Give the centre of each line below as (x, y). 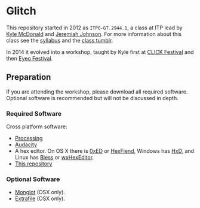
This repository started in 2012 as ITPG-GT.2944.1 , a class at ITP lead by (95, 28)
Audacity (26, 144)
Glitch (21, 11)
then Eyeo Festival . (30, 58)
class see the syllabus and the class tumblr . (60, 40)
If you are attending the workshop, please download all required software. (97, 92)
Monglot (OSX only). (40, 192)
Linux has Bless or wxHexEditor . (54, 158)
